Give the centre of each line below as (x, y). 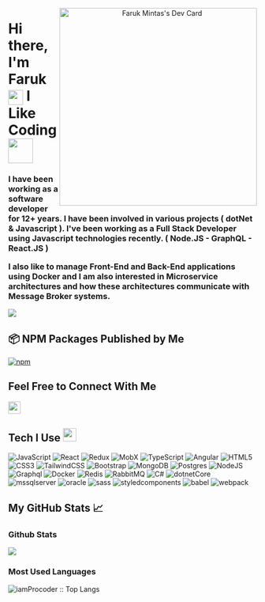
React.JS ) (28, 248)
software (26, 199)
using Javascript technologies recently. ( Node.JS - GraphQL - (130, 239)
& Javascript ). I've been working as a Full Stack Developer (122, 229)
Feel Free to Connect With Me (82, 386)
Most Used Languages (52, 572)
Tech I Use (34, 438)
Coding (33, 130)
